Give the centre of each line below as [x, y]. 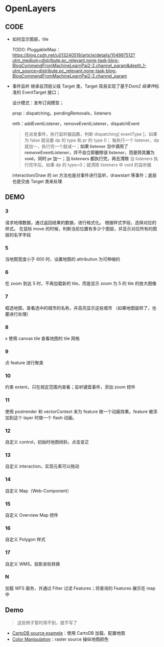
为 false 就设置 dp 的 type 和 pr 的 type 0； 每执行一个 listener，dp [92, 140]
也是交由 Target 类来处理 [37, 181]
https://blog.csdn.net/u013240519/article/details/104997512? [74, 55]
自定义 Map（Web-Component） [38, 491]
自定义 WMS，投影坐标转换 [33, 564]
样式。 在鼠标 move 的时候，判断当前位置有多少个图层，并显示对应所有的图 [81, 229]
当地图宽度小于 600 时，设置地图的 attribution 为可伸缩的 [63, 259]
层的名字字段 [18, 235]
